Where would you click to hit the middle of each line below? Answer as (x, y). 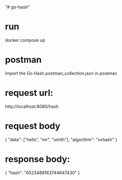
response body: (38, 159)
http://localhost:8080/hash (32, 106)
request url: (29, 93)
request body (33, 126)
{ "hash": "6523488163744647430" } (43, 173)
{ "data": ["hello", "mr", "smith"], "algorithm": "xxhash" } (61, 139)
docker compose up (25, 40)
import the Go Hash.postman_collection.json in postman (61, 73)
